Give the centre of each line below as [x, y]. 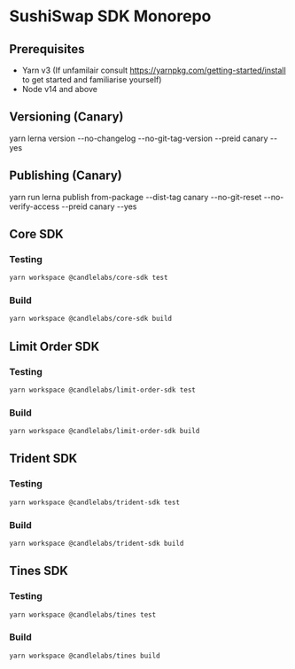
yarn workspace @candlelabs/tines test [83, 615]
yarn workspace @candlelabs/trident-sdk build [97, 543]
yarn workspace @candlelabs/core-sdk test [89, 278]
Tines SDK [39, 571]
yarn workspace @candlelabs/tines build [85, 656]
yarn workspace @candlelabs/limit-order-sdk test [103, 390]
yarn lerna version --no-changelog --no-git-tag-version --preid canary [139, 138]
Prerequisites [47, 49]
